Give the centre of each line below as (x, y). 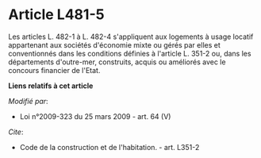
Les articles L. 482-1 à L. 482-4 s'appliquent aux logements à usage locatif (131, 37)
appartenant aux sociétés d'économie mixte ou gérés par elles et (114, 44)
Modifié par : (29, 101)
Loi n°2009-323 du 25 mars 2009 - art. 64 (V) (95, 116)
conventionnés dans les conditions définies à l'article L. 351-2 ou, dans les (130, 53)
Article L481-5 (56, 15)
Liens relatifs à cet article (51, 86)
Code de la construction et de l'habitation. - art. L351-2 (109, 147)
